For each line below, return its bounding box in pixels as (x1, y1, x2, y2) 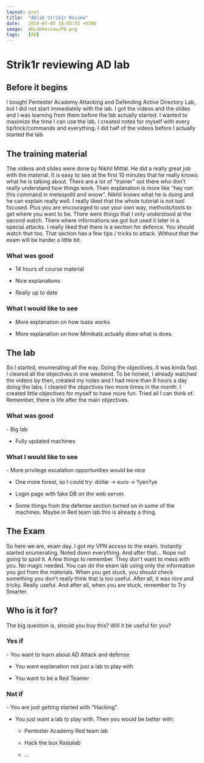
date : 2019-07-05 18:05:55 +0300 (6, 20, 97, 26)
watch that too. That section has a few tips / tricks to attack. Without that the (6, 230, 199, 237)
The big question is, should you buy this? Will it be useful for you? (6, 621, 172, 629)
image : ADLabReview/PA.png (6, 26, 78, 32)
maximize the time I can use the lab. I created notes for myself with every (6, 118, 190, 125)
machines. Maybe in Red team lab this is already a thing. (15, 508, 157, 516)
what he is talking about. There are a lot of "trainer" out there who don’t (6, 178, 186, 185)
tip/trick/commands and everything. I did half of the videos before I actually (6, 125, 196, 132)
